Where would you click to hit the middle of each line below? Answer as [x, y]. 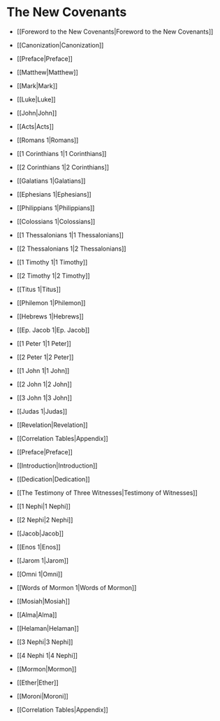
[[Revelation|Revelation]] [52, 425]
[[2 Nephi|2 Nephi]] [45, 519]
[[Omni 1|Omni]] [39, 574]
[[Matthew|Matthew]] [47, 72]
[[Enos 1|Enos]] [38, 547]
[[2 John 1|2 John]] [44, 384]
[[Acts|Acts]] [35, 126]
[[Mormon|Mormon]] [46, 668]
